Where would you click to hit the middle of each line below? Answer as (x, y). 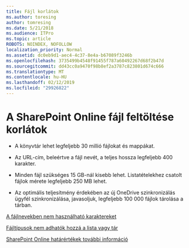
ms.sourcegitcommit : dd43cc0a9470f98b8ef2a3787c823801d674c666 (85, 66)
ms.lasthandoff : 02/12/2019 (41, 83)
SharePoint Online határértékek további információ (67, 239)
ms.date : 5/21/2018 (30, 28)
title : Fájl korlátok (33, 11)
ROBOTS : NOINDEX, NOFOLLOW (39, 45)
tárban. (23, 205)
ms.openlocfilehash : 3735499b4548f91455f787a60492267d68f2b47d (85, 61)
